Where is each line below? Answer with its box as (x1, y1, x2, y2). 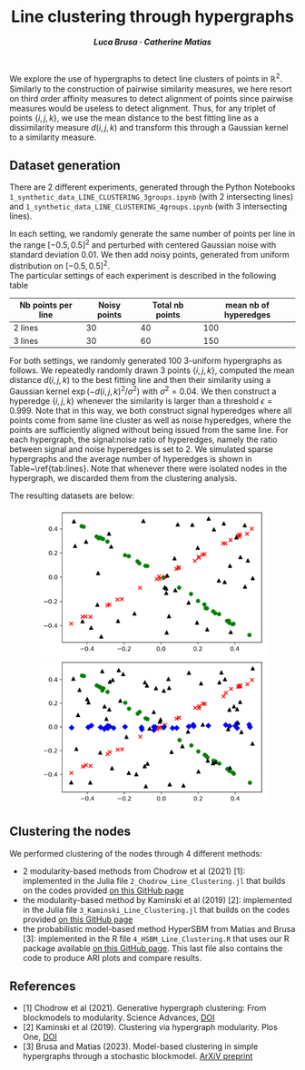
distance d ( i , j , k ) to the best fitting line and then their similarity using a (9, 375, 271, 386)
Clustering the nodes (9, 824, 132, 839)
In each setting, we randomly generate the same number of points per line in (9, 229, 296, 240)
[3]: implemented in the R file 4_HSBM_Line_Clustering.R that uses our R (22, 933, 290, 944)
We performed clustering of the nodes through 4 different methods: (9, 848, 262, 859)
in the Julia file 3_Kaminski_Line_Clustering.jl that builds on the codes (22, 904, 290, 915)
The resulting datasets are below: (9, 490, 134, 501)
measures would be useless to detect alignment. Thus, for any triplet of (9, 103, 277, 113)
